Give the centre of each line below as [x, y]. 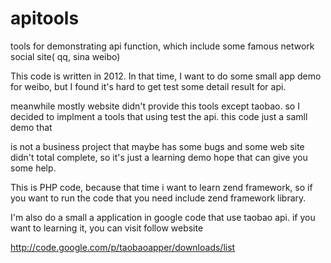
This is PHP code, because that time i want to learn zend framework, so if [161, 187]
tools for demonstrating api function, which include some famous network [162, 46]
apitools [45, 18]
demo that [31, 127]
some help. [33, 168]
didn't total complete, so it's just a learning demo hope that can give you [159, 157]
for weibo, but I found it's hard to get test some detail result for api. [148, 86]
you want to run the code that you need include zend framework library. [158, 198]
